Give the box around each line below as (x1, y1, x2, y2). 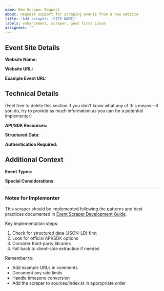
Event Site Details (5, 44, 60, 52)
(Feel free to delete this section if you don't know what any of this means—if (5, 102, 159, 108)
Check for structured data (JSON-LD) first (12, 230, 97, 236)
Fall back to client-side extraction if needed (12, 246, 100, 251)
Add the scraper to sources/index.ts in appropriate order (12, 280, 126, 286)
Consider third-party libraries (12, 240, 71, 246)
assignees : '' (5, 25, 34, 30)
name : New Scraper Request (5, 7, 60, 12)
